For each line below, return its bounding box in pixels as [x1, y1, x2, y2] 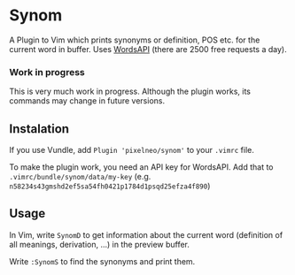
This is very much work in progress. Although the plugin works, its [9, 86, 251, 97]
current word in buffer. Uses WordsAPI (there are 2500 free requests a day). [9, 43, 287, 54]
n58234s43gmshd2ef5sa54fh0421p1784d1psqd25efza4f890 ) [9, 180, 211, 191]
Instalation [9, 121, 69, 136]
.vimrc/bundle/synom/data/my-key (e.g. [9, 172, 151, 182]
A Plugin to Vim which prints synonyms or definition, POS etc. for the [9, 34, 260, 45]
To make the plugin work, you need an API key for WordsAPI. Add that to [9, 162, 274, 172]
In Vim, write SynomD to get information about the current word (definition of [9, 229, 283, 240]
